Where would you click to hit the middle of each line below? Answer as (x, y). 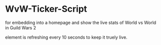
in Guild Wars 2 (20, 27)
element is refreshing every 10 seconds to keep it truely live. (66, 37)
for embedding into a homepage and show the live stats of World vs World (81, 22)
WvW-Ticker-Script (46, 9)
